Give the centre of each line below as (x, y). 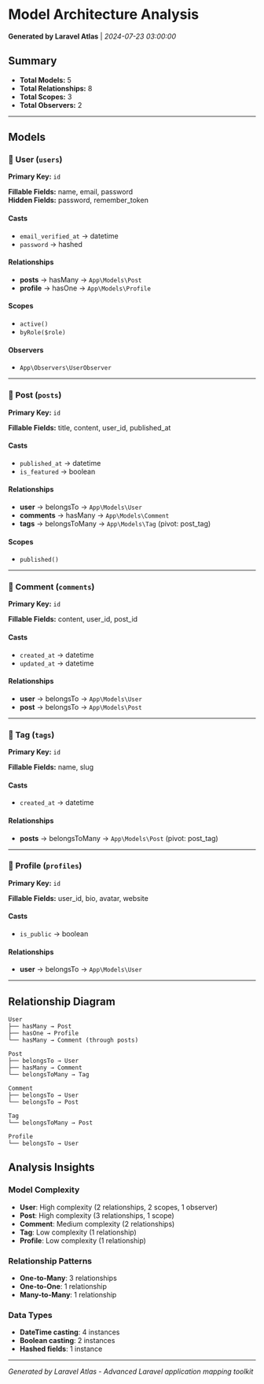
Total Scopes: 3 (46, 97)
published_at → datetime (60, 463)
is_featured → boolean (57, 471)
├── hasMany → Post (40, 1027)
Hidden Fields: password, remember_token (79, 200)
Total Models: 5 (46, 79)
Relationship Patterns (50, 1260)
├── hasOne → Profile (44, 1033)
